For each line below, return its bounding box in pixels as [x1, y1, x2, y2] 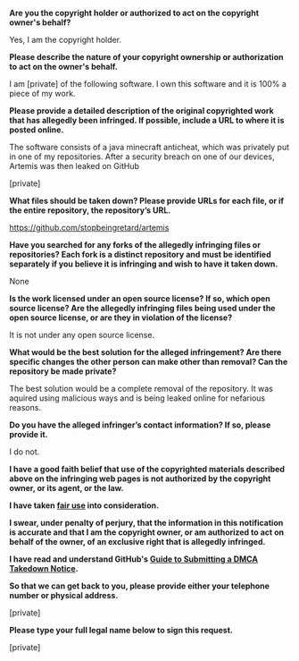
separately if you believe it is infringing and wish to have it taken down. [9, 258, 278, 269]
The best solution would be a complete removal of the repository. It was [9, 384, 274, 394]
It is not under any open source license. [9, 330, 154, 340]
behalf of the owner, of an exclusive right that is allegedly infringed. [9, 537, 266, 547]
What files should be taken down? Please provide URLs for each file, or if [9, 196, 284, 206]
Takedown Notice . [9, 564, 79, 573]
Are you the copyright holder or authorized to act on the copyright [9, 8, 260, 18]
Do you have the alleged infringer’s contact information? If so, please [9, 419, 271, 430]
